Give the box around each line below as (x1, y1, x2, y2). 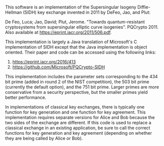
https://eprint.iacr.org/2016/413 (12, 59, 76, 64)
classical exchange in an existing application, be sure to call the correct (5, 125, 151, 131)
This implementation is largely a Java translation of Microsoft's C (5, 39, 137, 45)
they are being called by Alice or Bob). (5, 135, 83, 141)
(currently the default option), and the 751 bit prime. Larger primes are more (5, 84, 159, 90)
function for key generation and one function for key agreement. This (5, 109, 146, 115)
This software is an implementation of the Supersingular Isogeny (5, 4, 137, 10)
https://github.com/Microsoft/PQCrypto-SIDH (12, 64, 105, 70)
